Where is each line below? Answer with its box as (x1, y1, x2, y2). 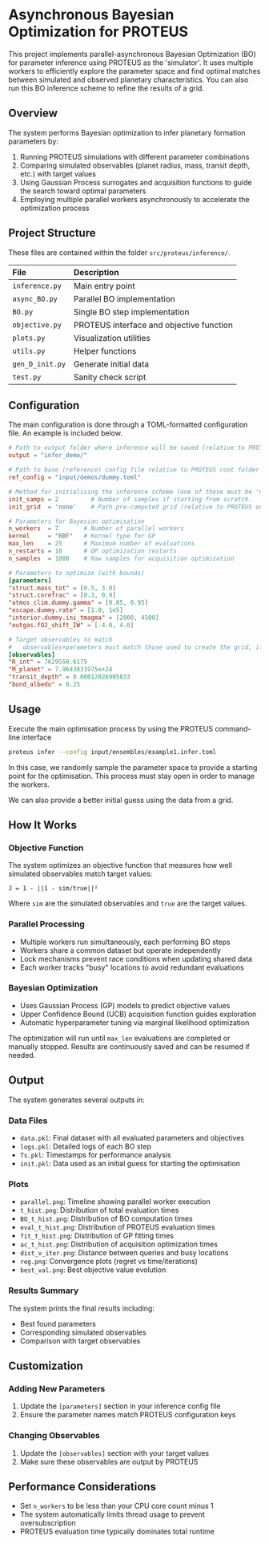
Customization (8, 1359, 84, 1372)
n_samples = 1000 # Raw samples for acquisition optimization (8, 554, 235, 562)
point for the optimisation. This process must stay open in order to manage (8, 771, 255, 780)
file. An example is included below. (8, 428, 122, 438)
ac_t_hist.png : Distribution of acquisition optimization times (19, 1239, 219, 1249)
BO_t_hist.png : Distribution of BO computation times (19, 1214, 194, 1224)
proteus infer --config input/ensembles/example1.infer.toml (8, 748, 217, 756)
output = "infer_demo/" (8, 452, 88, 460)
